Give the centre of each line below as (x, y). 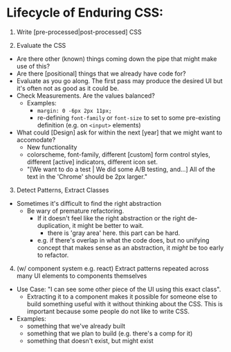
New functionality (52, 147)
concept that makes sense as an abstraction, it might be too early (130, 247)
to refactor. (53, 255)
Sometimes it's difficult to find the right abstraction (89, 203)
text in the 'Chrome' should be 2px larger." (87, 176)
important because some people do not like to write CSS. (108, 311)
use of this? (33, 66)
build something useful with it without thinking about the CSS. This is (125, 303)
